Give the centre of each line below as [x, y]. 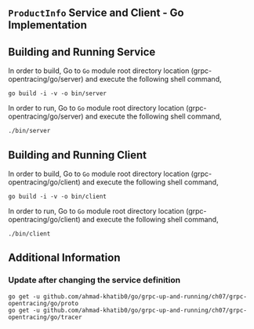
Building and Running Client [78, 155]
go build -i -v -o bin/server [58, 93]
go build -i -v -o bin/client [58, 197]
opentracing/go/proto [44, 303]
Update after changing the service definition [94, 280]
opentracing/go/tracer [45, 317]
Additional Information [64, 258]
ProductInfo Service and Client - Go [96, 13]
